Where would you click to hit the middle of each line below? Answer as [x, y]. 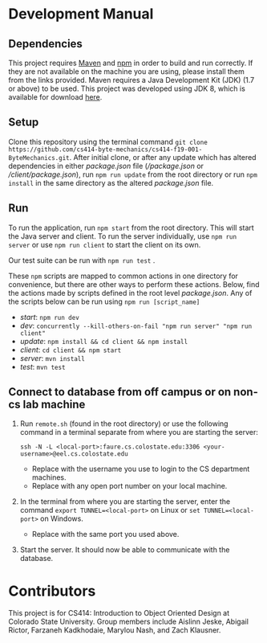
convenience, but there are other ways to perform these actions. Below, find [134, 284]
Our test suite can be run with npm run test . [82, 260]
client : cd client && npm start [71, 350]
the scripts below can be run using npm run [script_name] [104, 301]
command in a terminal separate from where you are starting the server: [139, 432]
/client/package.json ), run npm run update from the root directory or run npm [133, 174]
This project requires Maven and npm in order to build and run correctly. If [131, 63]
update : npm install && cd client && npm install [104, 341]
